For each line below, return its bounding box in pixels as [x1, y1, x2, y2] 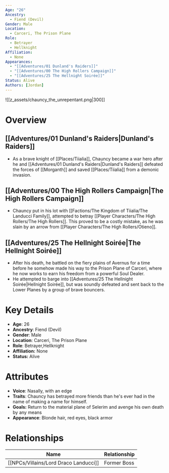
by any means [12, 409, 42, 415]
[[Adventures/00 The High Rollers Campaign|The [5, 187, 164, 195]
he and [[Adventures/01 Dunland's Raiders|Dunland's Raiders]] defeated [12, 161, 163, 167]
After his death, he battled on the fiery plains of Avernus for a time [12, 260, 150, 266]
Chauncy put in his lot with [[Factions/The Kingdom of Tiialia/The [12, 208, 148, 214]
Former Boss [104, 459, 135, 466]
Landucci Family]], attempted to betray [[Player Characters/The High [12, 213, 155, 219]
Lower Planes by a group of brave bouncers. [12, 287, 105, 293]
